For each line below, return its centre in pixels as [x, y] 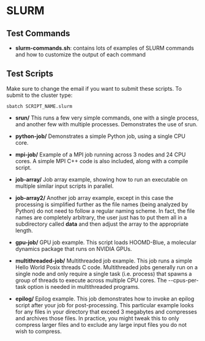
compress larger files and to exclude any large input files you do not [101, 324]
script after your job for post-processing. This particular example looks [104, 305]
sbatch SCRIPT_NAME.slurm [39, 106]
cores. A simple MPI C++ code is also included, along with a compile [102, 161]
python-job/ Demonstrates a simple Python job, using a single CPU [100, 136]
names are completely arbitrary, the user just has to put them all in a [101, 217]
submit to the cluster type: [39, 95]
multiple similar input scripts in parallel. [65, 186]
